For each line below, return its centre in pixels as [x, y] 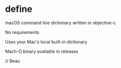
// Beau [13, 61]
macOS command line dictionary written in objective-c [60, 23]
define [19, 9]
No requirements [22, 32]
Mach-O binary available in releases [42, 51]
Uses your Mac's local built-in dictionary [46, 42]
